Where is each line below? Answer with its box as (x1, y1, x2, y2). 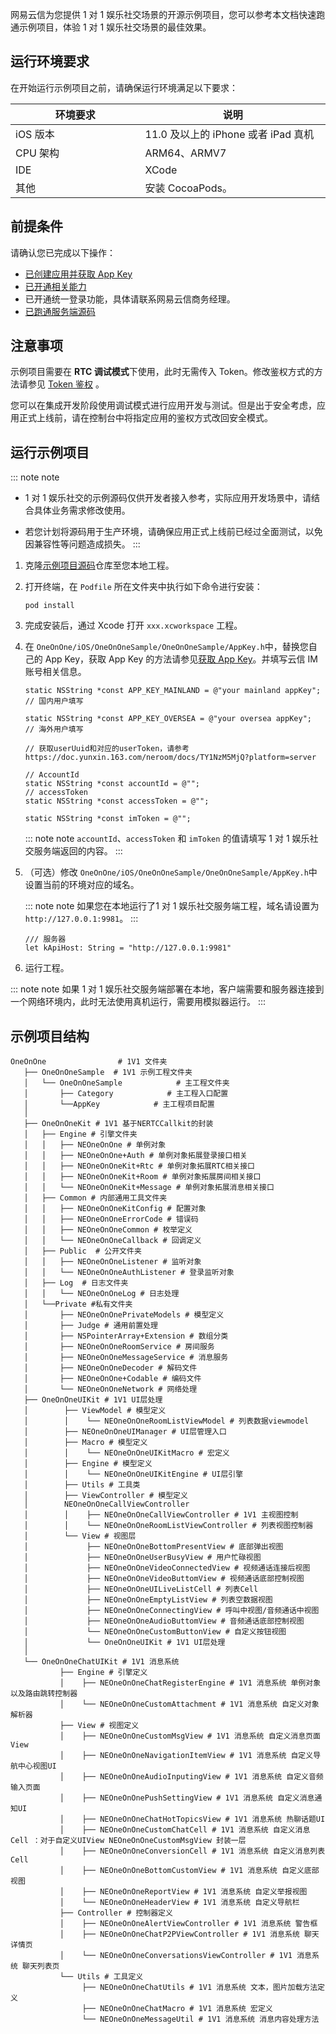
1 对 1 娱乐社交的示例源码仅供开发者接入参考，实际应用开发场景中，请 (24, 492, 312, 504)
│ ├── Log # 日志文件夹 (23, 1278, 129, 1288)
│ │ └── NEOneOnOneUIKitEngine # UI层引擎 (23, 1469, 244, 1480)
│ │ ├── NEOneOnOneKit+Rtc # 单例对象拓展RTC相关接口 (23, 1161, 255, 1172)
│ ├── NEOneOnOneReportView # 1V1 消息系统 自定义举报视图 (59, 1887, 308, 1897)
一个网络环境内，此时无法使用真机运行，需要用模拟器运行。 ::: (10, 996, 267, 1008)
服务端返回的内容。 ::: (33, 845, 123, 857)
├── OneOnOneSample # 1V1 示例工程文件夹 (23, 1068, 193, 1078)
